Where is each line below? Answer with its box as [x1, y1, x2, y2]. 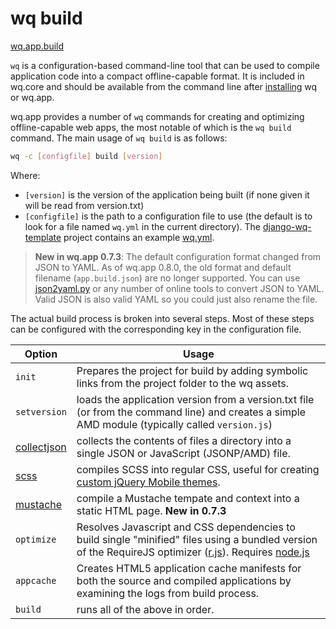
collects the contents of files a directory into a [76, 433, 292, 447]
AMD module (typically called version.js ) [76, 417, 273, 431]
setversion [15, 406, 67, 417]
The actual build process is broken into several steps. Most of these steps [10, 312, 315, 324]
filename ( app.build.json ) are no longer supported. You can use [34, 272, 301, 284]
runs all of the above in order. [76, 602, 215, 616]
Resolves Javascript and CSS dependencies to [76, 520, 296, 534]
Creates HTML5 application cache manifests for [76, 561, 302, 575]
